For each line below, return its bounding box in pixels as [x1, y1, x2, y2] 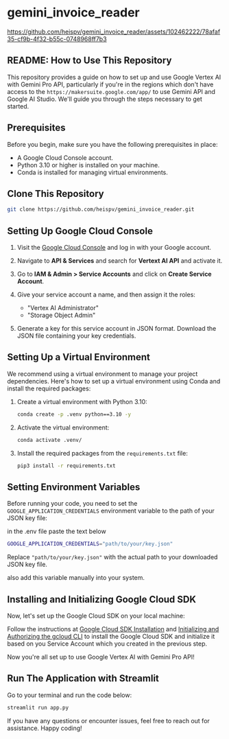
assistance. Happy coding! [7, 724, 82, 732]
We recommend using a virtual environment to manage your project [7, 369, 198, 378]
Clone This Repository [7, 187, 104, 200]
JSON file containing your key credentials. [16, 331, 136, 340]
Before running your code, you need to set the [7, 500, 138, 508]
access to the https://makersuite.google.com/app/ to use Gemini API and [7, 87, 216, 95]
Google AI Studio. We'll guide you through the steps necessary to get [7, 95, 202, 103]
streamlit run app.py [7, 704, 69, 711]
